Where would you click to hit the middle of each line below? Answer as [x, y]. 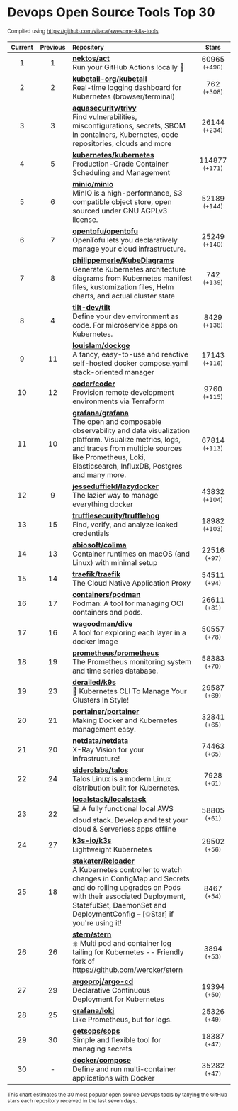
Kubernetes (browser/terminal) [124, 96]
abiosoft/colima [99, 545]
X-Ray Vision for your [108, 749]
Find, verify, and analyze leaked [125, 524]
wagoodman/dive [102, 623]
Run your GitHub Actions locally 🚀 [128, 67]
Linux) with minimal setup [115, 562]
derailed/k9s [94, 682]
